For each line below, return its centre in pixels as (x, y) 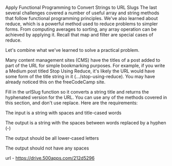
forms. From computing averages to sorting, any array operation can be (81, 29)
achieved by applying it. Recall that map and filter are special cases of (79, 35)
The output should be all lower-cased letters (52, 138)
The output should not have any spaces (47, 148)
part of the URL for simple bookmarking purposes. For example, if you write (85, 66)
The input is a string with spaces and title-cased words (63, 113)
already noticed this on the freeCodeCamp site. (55, 82)
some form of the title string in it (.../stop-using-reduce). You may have (80, 76)
